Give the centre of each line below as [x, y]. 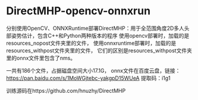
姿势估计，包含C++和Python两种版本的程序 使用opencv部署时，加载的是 [100, 35]
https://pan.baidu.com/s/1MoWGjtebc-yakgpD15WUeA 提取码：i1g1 [88, 78]
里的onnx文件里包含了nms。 [41, 58]
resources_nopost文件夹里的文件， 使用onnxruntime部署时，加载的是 [91, 43]
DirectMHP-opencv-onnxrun [78, 11]
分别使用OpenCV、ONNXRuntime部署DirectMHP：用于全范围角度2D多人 [95, 28]
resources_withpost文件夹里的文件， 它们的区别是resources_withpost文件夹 [99, 50]
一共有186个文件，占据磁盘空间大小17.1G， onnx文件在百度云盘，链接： [93, 70]
